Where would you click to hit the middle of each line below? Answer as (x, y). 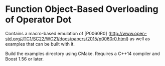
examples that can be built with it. (40, 44)
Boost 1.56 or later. (25, 59)
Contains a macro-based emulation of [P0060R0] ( (58, 33)
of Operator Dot (38, 20)
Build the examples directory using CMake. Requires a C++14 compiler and (83, 54)
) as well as (138, 39)
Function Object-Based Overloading (82, 9)
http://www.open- (128, 33)
